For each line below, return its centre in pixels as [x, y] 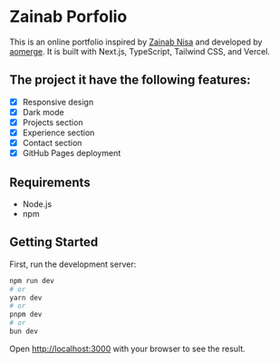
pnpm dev [26, 315]
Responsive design [58, 102]
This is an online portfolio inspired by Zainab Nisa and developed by [136, 42]
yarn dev [26, 298]
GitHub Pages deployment [72, 153]
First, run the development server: [73, 264]
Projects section [53, 122]
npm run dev [32, 280]
